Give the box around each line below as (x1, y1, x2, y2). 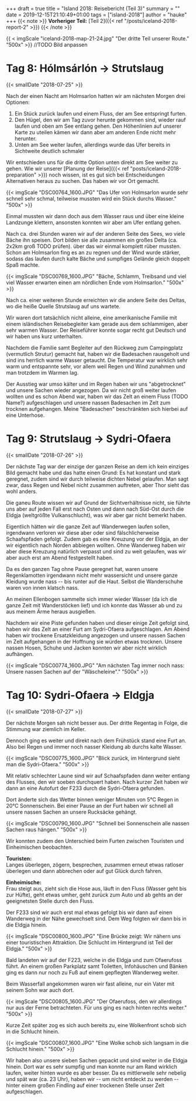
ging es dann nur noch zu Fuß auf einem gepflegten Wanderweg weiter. (6, 969, 180, 976)
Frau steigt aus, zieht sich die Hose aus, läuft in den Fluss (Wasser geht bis (6, 885, 187, 892)
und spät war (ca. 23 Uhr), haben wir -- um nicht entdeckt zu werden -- (6, 1075, 180, 1082)
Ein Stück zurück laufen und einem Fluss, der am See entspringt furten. (14, 110, 187, 117)
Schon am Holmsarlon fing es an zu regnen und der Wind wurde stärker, (6, 249, 181, 256)
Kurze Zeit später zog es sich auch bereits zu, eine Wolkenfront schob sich (6, 1021, 187, 1028)
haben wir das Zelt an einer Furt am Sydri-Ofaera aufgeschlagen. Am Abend (6, 626, 190, 633)
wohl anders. (6, 488, 37, 495)
